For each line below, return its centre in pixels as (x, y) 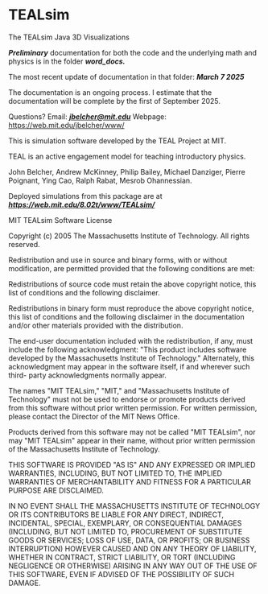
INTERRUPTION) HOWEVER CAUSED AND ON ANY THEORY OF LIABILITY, (132, 548)
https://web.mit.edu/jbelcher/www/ (66, 125)
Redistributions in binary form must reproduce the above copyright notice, (131, 308)
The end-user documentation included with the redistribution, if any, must (131, 340)
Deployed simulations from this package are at (85, 196)
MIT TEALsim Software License (60, 220)
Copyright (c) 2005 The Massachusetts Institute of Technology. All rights (129, 236)
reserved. (24, 244)
